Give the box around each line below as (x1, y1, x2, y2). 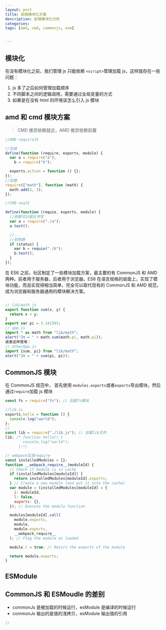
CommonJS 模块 (5, 368, 57, 377)
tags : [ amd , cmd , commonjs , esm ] (5, 26, 74, 31)
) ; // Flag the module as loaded (9, 536, 79, 541)
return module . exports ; (9, 554, 58, 559)
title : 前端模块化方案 (5, 12, 47, 17)
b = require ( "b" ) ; (14, 160, 52, 165)
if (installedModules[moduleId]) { (9, 471, 83, 476)
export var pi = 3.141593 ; (5, 321, 61, 326)
